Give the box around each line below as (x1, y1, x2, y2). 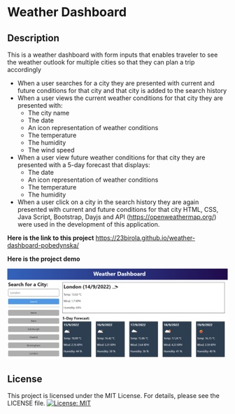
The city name (27, 109, 70, 117)
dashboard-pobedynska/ (7, 241, 79, 249)
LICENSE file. (7, 399, 45, 408)
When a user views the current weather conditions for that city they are (17, 94, 224, 102)
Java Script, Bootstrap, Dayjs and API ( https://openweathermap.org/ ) (17, 213, 217, 221)
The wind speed (27, 146, 75, 154)
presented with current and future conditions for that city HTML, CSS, (17, 206, 219, 213)
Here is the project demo (7, 255, 80, 263)
